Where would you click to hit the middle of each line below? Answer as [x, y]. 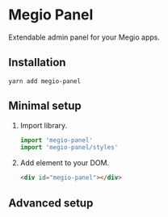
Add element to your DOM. [65, 163]
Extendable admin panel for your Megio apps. [84, 37]
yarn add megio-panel [45, 81]
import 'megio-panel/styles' [69, 148]
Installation [37, 63]
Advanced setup [51, 203]
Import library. [44, 125]
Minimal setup [45, 106]
